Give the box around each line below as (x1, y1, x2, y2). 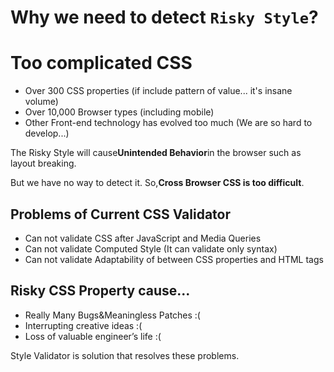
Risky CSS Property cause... (10, 282, 191, 300)
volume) (24, 96, 59, 108)
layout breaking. (10, 157, 77, 170)
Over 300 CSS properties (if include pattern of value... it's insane (24, 85, 293, 97)
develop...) (24, 127, 70, 140)
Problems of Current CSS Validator (10, 206, 232, 223)
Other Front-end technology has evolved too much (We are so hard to (24, 117, 313, 129)
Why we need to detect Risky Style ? (10, 6, 319, 29)
